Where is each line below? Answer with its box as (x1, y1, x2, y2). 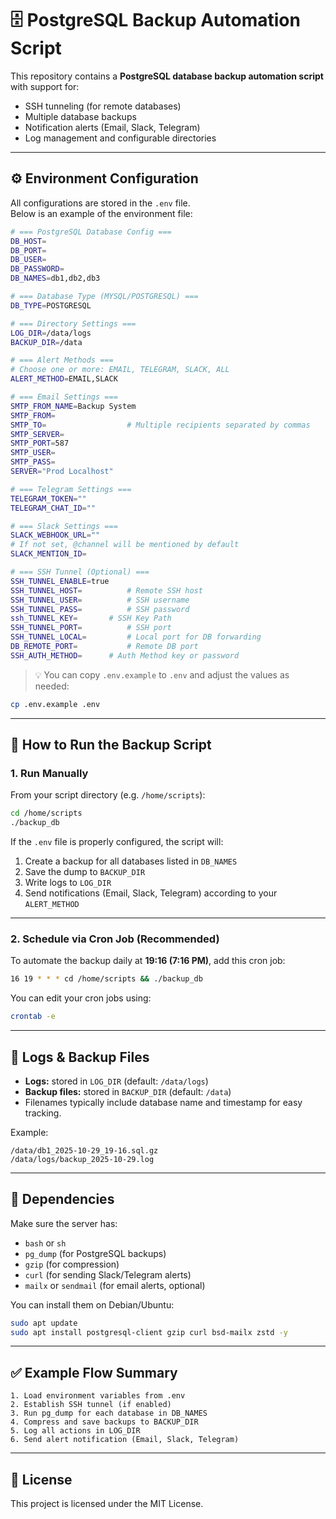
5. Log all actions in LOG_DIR (10, 1426, 141, 1436)
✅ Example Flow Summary (10, 1364, 178, 1381)
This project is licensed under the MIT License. (10, 1498, 204, 1510)
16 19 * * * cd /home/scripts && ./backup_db (10, 974, 203, 984)
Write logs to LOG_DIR (24, 877, 112, 889)
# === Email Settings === (10, 392, 118, 402)
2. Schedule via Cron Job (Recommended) (10, 932, 220, 946)
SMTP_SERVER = (10, 429, 65, 439)
